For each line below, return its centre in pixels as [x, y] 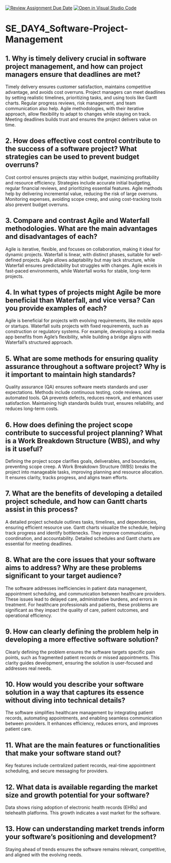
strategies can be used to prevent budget [72, 157]
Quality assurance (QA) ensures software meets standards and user [77, 387]
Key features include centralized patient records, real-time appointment [80, 766]
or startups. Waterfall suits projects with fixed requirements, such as [77, 326]
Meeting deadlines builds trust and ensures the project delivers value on [81, 119]
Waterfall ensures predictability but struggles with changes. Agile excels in [84, 265]
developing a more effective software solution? [82, 640]
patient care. [19, 729]
